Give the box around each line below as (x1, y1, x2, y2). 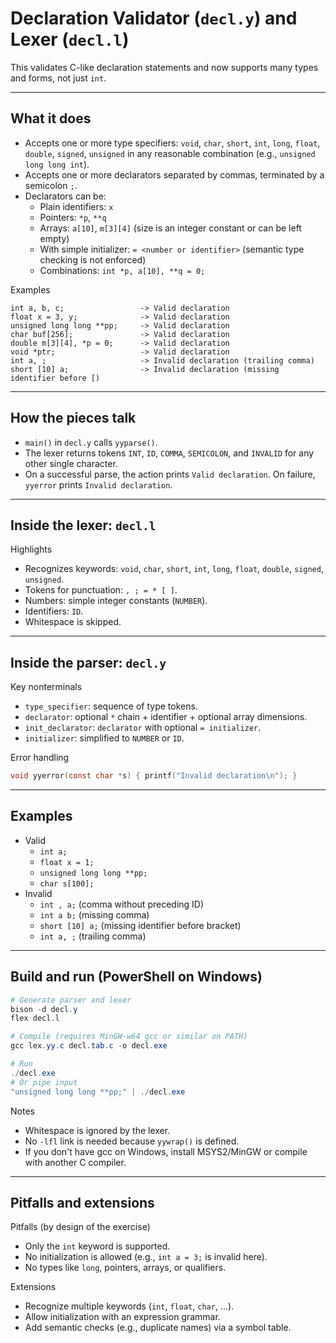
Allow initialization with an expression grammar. (24, 1311, 221, 1323)
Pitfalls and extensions (10, 1194, 155, 1211)
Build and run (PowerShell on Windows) (10, 968, 263, 986)
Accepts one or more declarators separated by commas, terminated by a (24, 168, 325, 181)
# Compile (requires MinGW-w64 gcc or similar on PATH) (10, 1032, 248, 1042)
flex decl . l (10, 1013, 60, 1024)
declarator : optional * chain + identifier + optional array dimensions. (24, 711, 308, 723)
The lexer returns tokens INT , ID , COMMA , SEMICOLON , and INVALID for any (24, 447, 315, 459)
